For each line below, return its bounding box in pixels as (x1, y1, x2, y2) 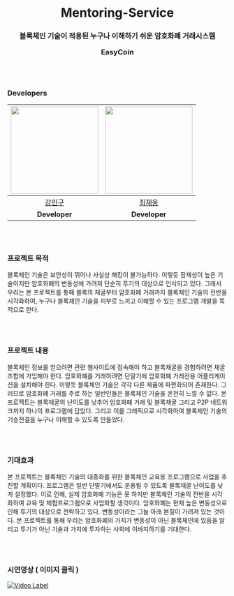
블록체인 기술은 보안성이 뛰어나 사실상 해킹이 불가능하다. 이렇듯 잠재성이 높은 (7, 271, 217, 279)
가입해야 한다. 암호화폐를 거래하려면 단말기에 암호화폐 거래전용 (25, 371, 196, 380)
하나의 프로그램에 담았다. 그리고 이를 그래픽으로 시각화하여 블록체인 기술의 (25, 406, 228, 415)
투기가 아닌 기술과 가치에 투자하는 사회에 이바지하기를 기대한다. (20, 525, 192, 533)
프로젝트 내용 (7, 345, 49, 355)
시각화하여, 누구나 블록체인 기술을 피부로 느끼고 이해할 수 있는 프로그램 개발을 (7, 297, 218, 305)
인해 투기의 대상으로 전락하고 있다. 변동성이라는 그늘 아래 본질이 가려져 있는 (7, 507, 212, 516)
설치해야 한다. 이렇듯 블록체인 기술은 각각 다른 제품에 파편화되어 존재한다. (20, 380, 220, 389)
